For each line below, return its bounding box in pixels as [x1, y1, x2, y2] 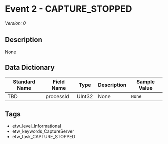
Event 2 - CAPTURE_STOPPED [5, 3, 132, 15]
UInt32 [76, 93, 93, 100]
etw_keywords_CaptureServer [12, 128, 74, 134]
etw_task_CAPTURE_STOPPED [12, 134, 76, 140]
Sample [136, 78, 155, 85]
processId [45, 93, 69, 100]
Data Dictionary [5, 63, 55, 72]
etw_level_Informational [12, 123, 61, 129]
